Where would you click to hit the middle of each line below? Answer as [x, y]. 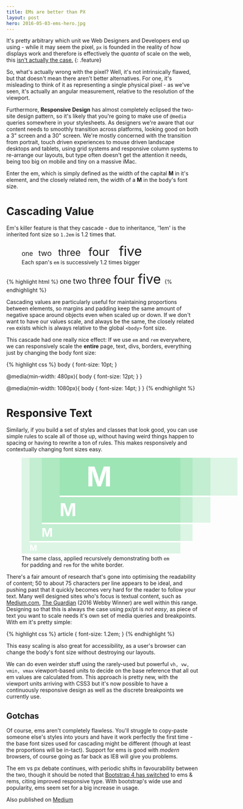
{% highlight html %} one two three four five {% [89, 279]
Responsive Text [49, 413]
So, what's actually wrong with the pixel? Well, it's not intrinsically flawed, [99, 72]
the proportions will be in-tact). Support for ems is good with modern [93, 750]
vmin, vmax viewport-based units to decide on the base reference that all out [102, 671]
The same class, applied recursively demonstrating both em [95, 559]
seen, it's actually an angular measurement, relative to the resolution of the [100, 92]
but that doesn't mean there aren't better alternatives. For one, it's [89, 78]
